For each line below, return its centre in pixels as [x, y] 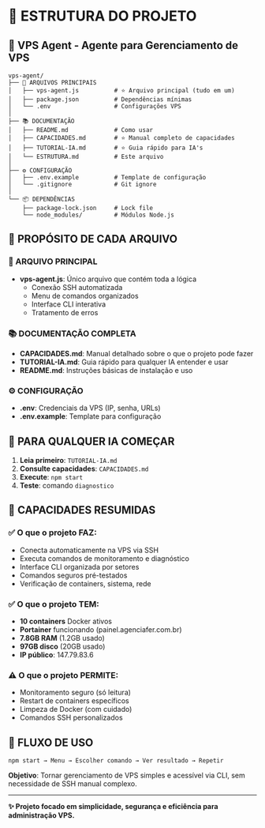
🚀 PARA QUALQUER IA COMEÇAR [91, 441]
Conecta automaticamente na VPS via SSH [89, 550]
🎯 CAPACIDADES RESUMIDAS [82, 510]
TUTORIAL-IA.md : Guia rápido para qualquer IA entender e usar [124, 362]
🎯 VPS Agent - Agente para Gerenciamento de [123, 45]
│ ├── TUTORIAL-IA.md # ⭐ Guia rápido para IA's [106, 148]
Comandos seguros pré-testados [73, 575]
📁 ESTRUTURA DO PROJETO [103, 16]
